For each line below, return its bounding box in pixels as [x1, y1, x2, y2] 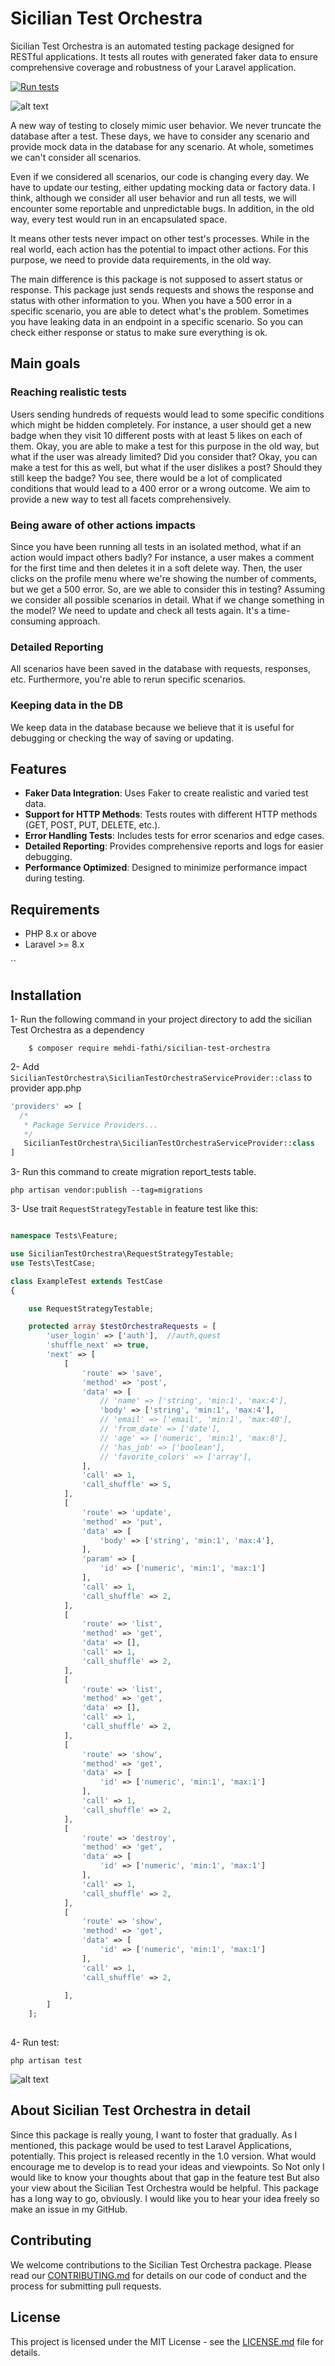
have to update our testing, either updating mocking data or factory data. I [10, 181, 316, 193]
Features [10, 760, 67, 777]
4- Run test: [10, 2037, 60, 2049]
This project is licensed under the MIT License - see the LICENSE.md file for [10, 2335, 324, 2347]
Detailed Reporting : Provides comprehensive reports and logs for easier [24, 840, 324, 852]
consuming [10, 615, 57, 627]
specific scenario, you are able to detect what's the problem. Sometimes [10, 305, 310, 317]
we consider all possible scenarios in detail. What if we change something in [10, 593, 325, 606]
